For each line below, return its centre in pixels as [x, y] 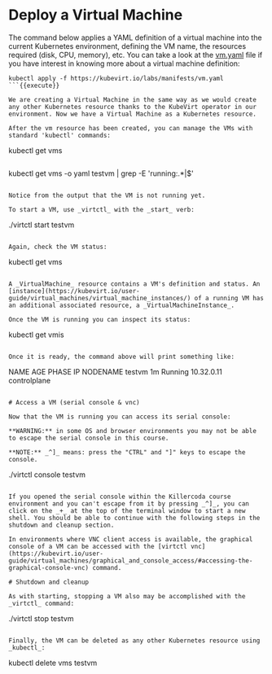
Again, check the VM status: [58, 247]
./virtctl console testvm [47, 475]
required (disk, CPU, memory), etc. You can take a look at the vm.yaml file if [136, 55]
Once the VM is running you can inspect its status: [100, 319]
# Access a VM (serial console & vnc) [74, 402]
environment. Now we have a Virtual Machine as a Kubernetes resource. [132, 114]
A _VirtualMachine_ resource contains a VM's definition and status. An [134, 284]
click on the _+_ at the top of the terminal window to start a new [127, 510]
